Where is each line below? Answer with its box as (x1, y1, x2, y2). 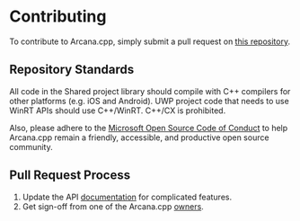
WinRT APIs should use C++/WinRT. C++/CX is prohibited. (9, 105, 226, 116)
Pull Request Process (9, 168, 131, 183)
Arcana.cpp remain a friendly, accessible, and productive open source (9, 132, 269, 143)
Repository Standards (9, 62, 135, 77)
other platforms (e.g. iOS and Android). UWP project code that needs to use (9, 95, 289, 106)
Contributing (9, 6, 107, 27)
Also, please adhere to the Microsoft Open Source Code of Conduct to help (9, 122, 288, 133)
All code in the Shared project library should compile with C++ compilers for (9, 85, 291, 96)
